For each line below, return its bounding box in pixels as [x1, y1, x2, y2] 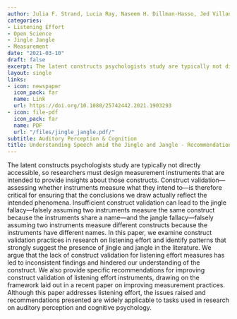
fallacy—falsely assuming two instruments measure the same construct [7, 206, 215, 215]
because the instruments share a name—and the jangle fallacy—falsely [7, 213, 214, 222]
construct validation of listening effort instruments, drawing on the [7, 273, 200, 282]
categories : [7, 17, 42, 24]
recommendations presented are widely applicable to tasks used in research [7, 296, 230, 304]
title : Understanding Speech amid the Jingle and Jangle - [7, 142, 185, 149]
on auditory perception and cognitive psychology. [7, 303, 152, 312]
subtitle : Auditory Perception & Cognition [7, 135, 138, 142]
